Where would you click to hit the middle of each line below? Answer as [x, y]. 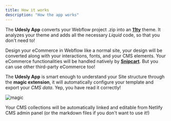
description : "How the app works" [42, 15]
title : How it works [27, 10]
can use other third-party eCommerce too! [50, 67]
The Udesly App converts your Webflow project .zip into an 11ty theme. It [83, 29]
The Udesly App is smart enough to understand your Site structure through [85, 76]
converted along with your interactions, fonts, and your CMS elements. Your [85, 56]
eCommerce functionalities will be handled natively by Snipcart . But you [82, 61]
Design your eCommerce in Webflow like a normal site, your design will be [84, 50]
